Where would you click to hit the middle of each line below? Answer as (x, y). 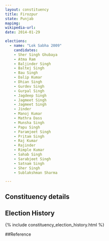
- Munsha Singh (29, 122)
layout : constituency (27, 10)
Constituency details (37, 196)
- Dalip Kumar (28, 78)
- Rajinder (25, 145)
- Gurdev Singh (29, 86)
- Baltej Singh (29, 68)
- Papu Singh (27, 127)
